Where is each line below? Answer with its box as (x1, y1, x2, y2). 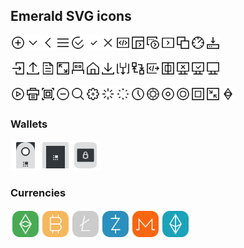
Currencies (10, 186, 67, 200)
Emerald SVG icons (10, 8, 132, 25)
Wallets (10, 117, 48, 131)
